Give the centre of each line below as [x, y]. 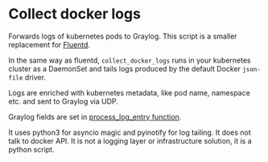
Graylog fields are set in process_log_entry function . [95, 116]
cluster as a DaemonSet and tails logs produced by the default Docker [125, 68]
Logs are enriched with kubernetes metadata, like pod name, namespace [130, 92]
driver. [35, 77]
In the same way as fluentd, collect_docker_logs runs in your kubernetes [130, 60]
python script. [31, 149]
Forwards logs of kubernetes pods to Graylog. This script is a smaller [123, 36]
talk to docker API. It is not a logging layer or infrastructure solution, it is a [130, 140]
